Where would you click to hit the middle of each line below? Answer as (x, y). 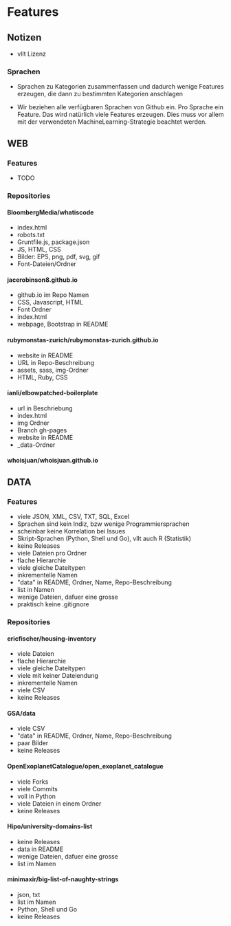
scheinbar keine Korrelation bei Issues (71, 531)
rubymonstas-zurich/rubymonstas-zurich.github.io (83, 340)
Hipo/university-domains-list (50, 826)
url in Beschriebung (45, 408)
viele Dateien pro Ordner (52, 553)
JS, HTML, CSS (39, 250)
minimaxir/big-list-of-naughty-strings (63, 879)
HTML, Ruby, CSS (42, 377)
